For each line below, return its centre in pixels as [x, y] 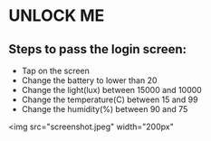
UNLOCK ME [57, 16]
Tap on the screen [55, 70]
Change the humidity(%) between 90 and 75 [105, 109]
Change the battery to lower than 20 [89, 80]
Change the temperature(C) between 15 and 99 [110, 99]
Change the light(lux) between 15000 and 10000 [112, 90]
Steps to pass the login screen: [98, 49]
